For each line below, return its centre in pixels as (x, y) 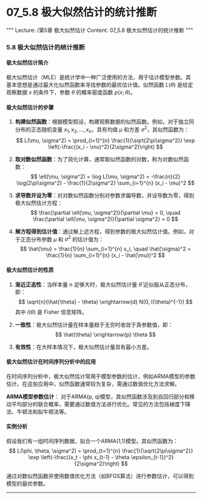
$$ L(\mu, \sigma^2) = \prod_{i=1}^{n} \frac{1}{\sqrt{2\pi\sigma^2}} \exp (106, 140)
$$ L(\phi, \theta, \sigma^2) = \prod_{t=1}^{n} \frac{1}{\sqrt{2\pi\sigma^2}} (101, 451)
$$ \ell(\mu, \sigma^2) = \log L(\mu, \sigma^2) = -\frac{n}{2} (105, 176)
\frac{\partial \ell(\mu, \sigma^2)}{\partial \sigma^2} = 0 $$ (106, 219)
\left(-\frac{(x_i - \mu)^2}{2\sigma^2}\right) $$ (106, 147)
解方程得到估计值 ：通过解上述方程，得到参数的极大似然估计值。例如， (102, 231)
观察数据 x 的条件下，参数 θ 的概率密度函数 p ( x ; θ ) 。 (71, 92)
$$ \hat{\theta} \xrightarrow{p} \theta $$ (106, 334)
